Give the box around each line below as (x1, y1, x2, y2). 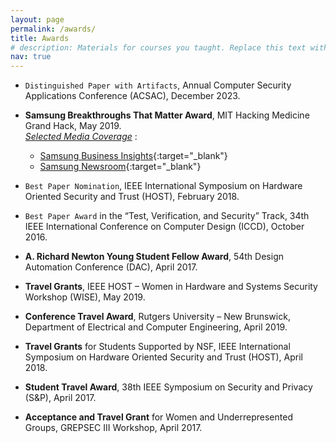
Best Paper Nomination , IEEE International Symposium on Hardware (24, 180, 303, 192)
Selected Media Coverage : (24, 131, 138, 143)
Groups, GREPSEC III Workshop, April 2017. (24, 422, 203, 434)
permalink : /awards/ (10, 24, 97, 34)
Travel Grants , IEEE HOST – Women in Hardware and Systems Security (24, 281, 318, 293)
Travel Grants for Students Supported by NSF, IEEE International (24, 341, 291, 353)
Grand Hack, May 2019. (24, 120, 122, 132)
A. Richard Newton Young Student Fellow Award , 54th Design (24, 251, 284, 263)
